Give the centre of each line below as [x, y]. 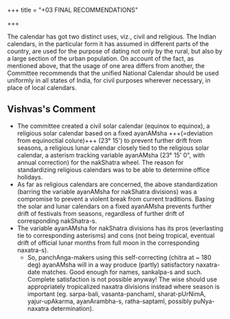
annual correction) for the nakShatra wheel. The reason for [100, 162]
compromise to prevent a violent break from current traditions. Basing [116, 199]
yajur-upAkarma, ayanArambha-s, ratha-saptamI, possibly [110, 301]
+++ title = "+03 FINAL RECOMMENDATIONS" [73, 10]
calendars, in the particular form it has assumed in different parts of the [108, 44]
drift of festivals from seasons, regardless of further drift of [101, 213]
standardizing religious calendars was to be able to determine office [113, 169]
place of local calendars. [42, 88]
